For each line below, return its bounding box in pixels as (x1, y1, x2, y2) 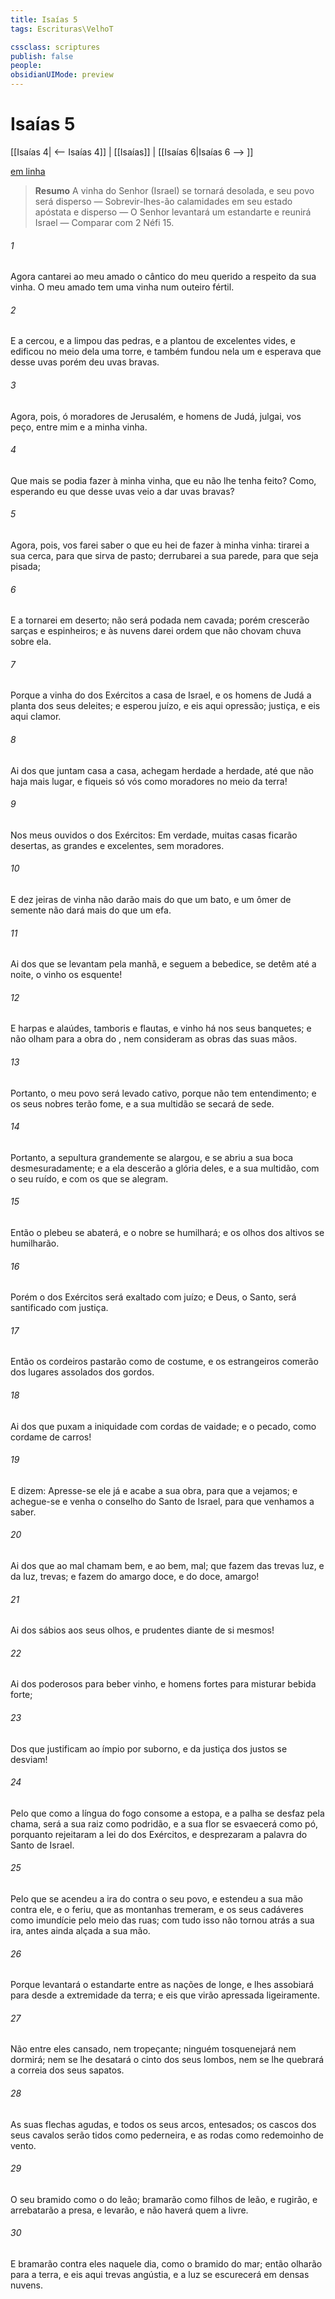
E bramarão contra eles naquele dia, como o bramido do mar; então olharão (10, 2258, 323, 2270)
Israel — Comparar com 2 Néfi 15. (34, 216, 175, 228)
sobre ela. (10, 636, 52, 648)
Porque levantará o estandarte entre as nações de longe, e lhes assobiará (10, 1979, 315, 1991)
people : (10, 61, 43, 71)
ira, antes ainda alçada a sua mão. (10, 1925, 151, 1937)
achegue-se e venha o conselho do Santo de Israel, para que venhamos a (10, 1495, 315, 1507)
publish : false (10, 51, 74, 61)
